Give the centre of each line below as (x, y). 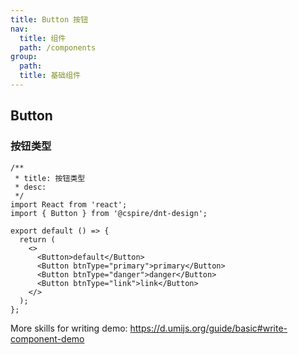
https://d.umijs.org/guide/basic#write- (208, 328)
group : (24, 57)
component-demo (47, 338)
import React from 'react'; (69, 204)
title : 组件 (43, 38)
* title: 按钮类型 (50, 178)
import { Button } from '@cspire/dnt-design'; (109, 213)
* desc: (30, 187)
